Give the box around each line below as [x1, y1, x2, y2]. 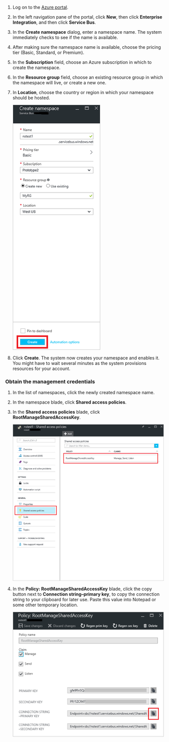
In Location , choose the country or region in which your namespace [12, 89, 154, 95]
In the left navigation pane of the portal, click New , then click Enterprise [12, 14, 162, 20]
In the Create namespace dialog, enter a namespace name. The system [12, 29, 162, 35]
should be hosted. [12, 95, 50, 101]
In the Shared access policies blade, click [12, 409, 100, 415]
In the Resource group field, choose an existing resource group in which [12, 74, 163, 80]
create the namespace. [12, 65, 61, 70]
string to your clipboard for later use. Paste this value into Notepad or [12, 596, 156, 602]
